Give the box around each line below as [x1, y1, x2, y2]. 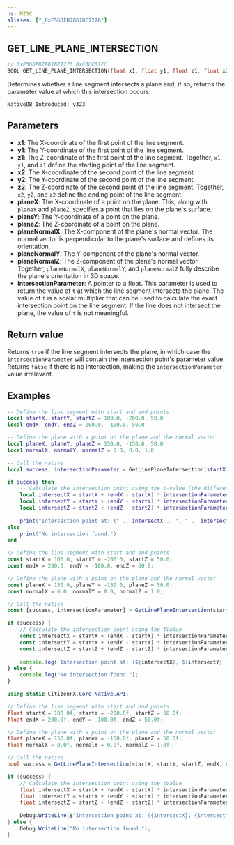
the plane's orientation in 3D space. [17, 271, 120, 280]
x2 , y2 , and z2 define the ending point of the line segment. [17, 190, 183, 199]
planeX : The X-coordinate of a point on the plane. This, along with [17, 197, 208, 206]
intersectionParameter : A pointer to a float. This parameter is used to [17, 279, 218, 287]
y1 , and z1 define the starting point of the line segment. [17, 160, 176, 169]
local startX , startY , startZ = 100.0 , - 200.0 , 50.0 [7, 415, 164, 422]
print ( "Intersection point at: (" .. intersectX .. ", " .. [19, 517, 198, 524]
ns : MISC [7, 10, 33, 17]
